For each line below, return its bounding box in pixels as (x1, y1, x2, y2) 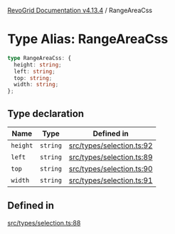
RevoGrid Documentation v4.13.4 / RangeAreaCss (7, 6, 153, 14)
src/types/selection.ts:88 (7, 218, 81, 227)
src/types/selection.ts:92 (68, 141, 153, 151)
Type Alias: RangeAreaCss (7, 31, 169, 47)
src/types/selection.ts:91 (68, 175, 153, 185)
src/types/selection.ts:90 (68, 164, 153, 173)
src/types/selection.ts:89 (68, 153, 153, 162)
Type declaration (7, 107, 84, 120)
